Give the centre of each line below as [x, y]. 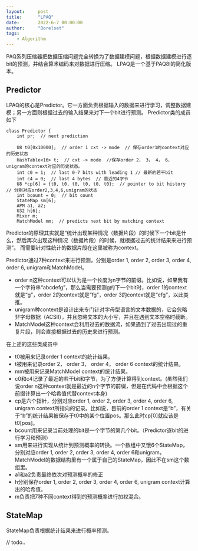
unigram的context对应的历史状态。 [44, 166]
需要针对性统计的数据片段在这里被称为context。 [84, 248]
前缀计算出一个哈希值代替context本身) [61, 393]
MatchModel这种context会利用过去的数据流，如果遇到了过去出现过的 [98, 324]
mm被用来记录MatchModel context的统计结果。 [73, 371]
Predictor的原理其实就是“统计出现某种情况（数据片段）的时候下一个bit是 [94, 233]
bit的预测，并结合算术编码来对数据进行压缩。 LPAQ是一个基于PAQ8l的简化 [96, 64]
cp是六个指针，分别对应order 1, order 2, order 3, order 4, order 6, [94, 401]
